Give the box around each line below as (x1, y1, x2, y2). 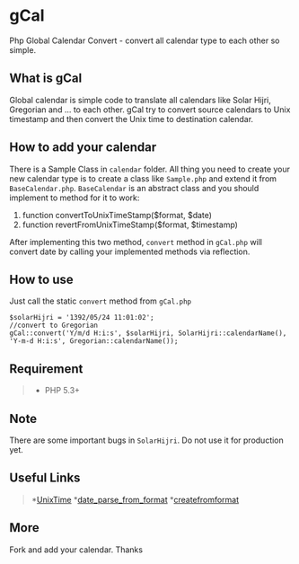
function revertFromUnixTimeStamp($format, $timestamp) (22, 219, 238, 230)
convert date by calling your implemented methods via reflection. (9, 246, 251, 257)
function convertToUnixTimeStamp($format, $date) (22, 209, 213, 220)
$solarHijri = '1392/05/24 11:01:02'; (9, 313, 154, 322)
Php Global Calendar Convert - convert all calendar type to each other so (9, 35, 280, 46)
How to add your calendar (9, 140, 157, 155)
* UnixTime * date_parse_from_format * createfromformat (31, 494, 240, 505)
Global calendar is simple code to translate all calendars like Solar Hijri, (9, 94, 271, 105)
